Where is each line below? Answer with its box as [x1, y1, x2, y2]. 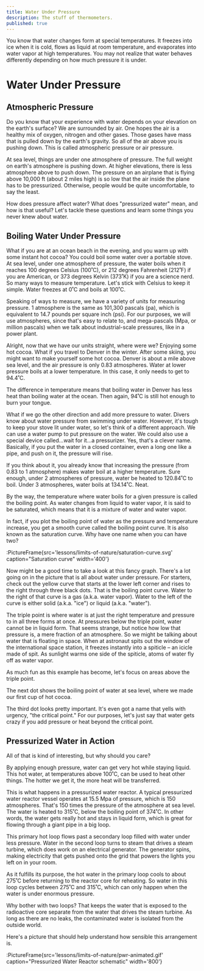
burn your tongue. [6, 399, 52, 406]
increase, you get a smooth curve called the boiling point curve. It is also [6, 524, 189, 531]
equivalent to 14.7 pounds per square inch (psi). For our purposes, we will [6, 310, 191, 318]
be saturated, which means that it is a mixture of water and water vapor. [6, 506, 187, 513]
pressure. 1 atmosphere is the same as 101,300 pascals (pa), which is [6, 304, 180, 312]
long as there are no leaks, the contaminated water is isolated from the [6, 915, 184, 922]
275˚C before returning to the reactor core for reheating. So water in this [6, 877, 188, 884]
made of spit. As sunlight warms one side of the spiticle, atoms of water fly [6, 650, 194, 657]
